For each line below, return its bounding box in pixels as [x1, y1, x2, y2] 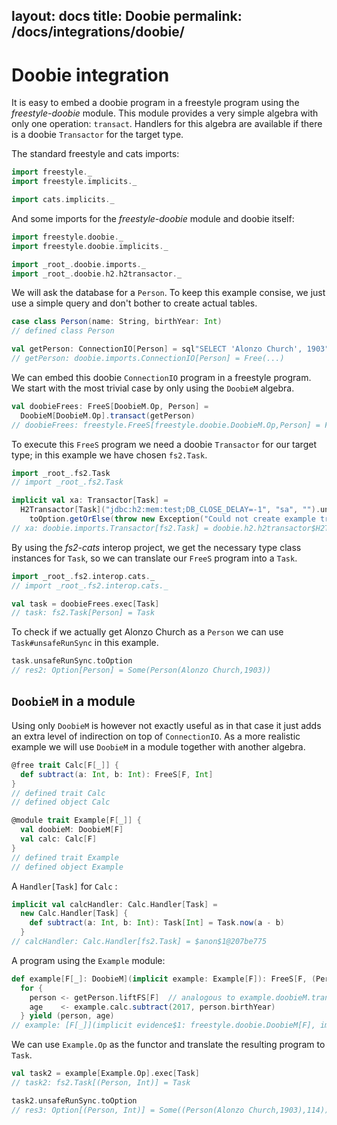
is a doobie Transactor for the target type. [11, 129, 184, 141]
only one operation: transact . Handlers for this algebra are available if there [11, 118, 323, 130]
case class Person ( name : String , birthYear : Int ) [11, 317, 223, 327]
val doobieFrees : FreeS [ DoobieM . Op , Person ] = [11, 401, 209, 411]
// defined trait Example [11, 852, 119, 863]
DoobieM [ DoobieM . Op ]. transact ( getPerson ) [20, 410, 196, 421]
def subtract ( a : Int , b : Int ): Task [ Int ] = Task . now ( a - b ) [29, 918, 285, 928]
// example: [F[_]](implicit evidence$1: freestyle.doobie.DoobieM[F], [11, 1020, 316, 1031]
